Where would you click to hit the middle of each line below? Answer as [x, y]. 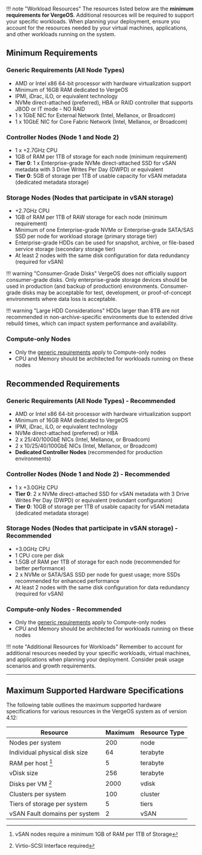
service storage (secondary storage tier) [65, 249]
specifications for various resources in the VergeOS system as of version [97, 711]
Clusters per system [38, 794]
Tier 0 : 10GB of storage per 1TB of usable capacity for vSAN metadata [102, 507]
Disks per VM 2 [31, 783]
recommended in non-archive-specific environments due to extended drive [99, 317]
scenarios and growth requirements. [51, 666]
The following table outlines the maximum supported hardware [84, 705]
